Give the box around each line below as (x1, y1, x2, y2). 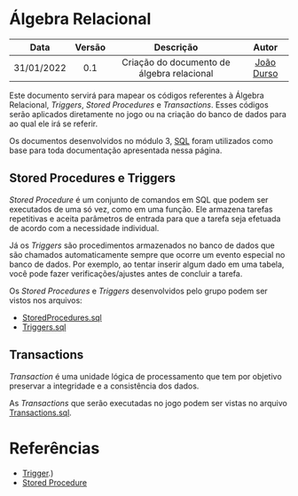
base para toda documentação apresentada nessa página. (9, 145, 223, 156)
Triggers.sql (21, 321, 67, 332)
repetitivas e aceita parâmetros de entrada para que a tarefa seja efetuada (9, 213, 281, 224)
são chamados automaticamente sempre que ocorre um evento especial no (9, 249, 286, 260)
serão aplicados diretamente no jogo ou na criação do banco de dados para (9, 108, 286, 119)
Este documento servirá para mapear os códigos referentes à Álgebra (9, 90, 264, 100)
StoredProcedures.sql (21, 312, 102, 323)
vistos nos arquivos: (9, 294, 82, 306)
